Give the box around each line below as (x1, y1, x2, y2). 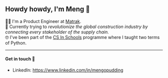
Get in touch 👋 (5, 56, 35, 62)
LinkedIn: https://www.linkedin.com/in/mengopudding (12, 67, 123, 73)
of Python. (5, 39, 27, 45)
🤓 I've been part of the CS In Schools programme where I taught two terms (5, 34, 160, 40)
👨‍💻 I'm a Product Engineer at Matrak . (5, 18, 81, 24)
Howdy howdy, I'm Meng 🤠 (5, 5, 90, 13)
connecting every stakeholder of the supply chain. (5, 28, 109, 35)
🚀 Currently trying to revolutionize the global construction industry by (5, 23, 148, 29)
